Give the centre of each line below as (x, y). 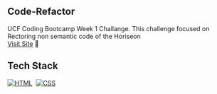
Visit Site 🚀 (23, 43)
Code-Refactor (41, 12)
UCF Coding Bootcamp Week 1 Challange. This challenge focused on (108, 28)
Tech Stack (33, 66)
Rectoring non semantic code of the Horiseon (74, 36)
